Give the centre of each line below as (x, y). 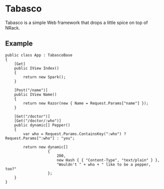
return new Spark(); (44, 77)
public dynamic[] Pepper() (42, 125)
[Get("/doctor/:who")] (38, 120)
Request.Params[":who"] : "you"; (40, 138)
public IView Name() (35, 94)
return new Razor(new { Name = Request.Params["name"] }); (86, 103)
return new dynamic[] (46, 147)
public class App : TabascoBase (39, 55)
